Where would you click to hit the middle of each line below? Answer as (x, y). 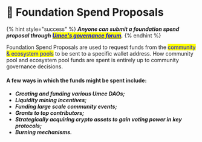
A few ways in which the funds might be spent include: (77, 80)
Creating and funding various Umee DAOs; (70, 94)
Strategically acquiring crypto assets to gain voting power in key (99, 120)
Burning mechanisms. (44, 132)
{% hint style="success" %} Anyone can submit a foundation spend (93, 29)
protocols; (28, 126)
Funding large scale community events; (66, 107)
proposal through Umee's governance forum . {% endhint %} (84, 35)
